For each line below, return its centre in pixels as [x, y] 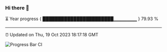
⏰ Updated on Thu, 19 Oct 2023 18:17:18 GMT [52, 35]
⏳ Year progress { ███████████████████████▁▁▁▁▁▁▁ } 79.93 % [82, 19]
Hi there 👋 [17, 8]
